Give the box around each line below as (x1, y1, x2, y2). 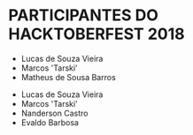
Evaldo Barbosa (20, 116, 79, 128)
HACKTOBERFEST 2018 (8, 24, 185, 44)
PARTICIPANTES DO (8, 5, 158, 26)
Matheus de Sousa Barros (20, 71, 116, 82)
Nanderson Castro (20, 108, 89, 118)
